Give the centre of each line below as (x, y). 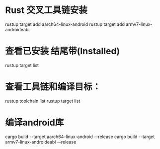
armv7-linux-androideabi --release (41, 142)
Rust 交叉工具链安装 (46, 10)
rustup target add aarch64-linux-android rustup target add (65, 24)
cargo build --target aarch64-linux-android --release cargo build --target (80, 137)
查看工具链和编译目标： (53, 87)
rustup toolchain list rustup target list (43, 101)
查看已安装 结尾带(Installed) (63, 51)
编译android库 (35, 123)
